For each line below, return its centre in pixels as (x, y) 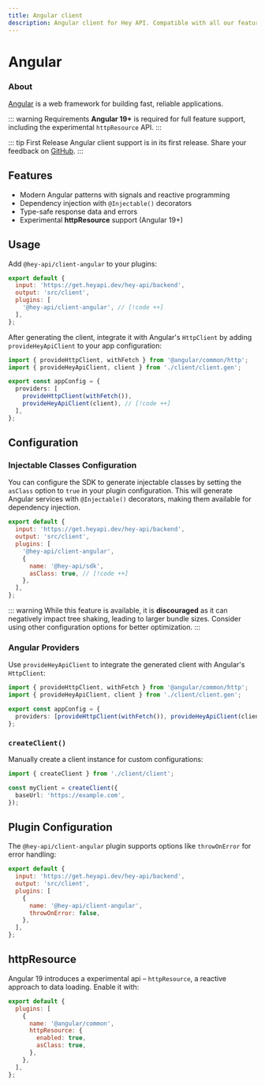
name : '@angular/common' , (71, 1023)
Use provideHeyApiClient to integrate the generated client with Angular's (127, 665)
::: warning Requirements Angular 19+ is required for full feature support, (127, 118)
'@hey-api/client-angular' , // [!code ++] (93, 308)
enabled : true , (62, 1038)
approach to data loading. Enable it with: (74, 987)
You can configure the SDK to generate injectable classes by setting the (125, 483)
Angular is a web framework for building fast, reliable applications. (116, 103)
